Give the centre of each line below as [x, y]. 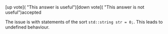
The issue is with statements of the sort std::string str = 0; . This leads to [84, 22]
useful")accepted [23, 12]
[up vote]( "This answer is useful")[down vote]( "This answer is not [75, 7]
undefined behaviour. [27, 27]
